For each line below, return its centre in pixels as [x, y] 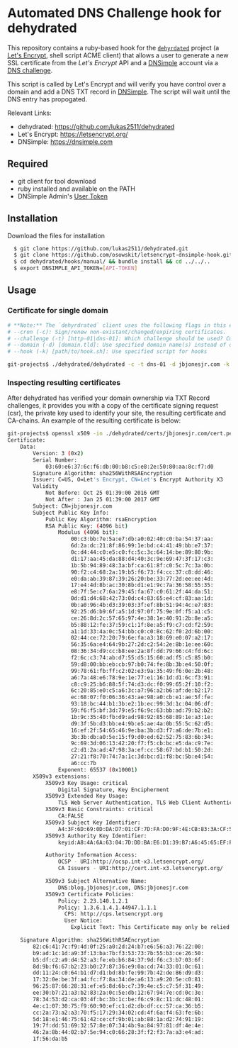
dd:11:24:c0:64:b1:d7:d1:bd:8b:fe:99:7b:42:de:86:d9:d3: [118, 973]
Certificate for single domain [58, 311]
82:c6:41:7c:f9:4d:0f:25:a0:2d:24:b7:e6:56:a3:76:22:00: [118, 947]
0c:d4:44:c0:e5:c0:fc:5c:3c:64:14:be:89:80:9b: [142, 552]
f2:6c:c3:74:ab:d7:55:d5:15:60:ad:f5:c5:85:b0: [142, 658]
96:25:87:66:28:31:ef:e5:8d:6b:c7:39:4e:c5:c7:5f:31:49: [118, 986]
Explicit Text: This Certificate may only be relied [150, 927]
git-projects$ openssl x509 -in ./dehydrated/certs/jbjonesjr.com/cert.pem [121, 434]
